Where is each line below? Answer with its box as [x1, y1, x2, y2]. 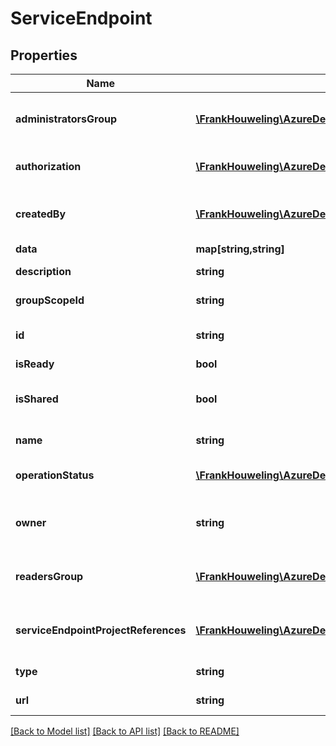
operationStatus [15, 468, 95, 482]
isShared [15, 392, 59, 406]
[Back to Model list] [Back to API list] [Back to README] [10, 725, 240, 737]
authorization [15, 160, 82, 173]
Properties [10, 47, 78, 64]
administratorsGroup [15, 112, 117, 126]
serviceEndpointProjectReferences [15, 623, 187, 637]
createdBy [15, 207, 67, 221]
